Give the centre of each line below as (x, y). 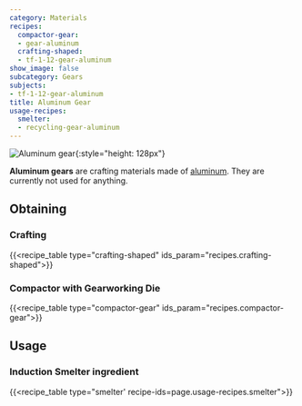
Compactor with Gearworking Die (85, 288)
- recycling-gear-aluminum (69, 128)
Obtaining (38, 209)
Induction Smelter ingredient (74, 371)
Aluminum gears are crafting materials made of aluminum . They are (137, 171)
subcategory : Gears (46, 77)
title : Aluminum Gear (50, 102)
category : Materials (49, 18)
